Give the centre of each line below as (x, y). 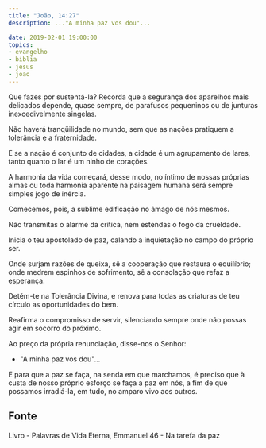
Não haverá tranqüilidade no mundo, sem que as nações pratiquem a (121, 129)
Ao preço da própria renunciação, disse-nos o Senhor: (97, 343)
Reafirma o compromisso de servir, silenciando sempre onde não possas (127, 319)
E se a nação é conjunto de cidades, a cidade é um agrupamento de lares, (129, 153)
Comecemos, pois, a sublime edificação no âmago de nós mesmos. (119, 209)
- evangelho (28, 52)
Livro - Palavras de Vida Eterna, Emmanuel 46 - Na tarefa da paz (114, 435)
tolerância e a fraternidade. (53, 137)
